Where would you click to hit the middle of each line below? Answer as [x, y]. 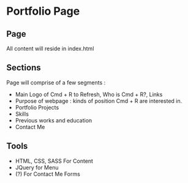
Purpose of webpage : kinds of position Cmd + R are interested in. [99, 101]
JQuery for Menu [37, 167]
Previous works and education [54, 120]
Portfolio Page [43, 11]
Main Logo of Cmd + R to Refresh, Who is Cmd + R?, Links [89, 94]
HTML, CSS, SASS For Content [54, 161]
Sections [24, 68]
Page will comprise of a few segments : [56, 82]
